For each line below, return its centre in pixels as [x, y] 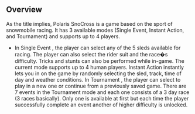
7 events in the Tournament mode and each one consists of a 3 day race [102, 92]
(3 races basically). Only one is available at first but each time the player [102, 98]
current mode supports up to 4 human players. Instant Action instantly [99, 67]
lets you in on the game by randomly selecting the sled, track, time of [98, 73]
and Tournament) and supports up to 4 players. [63, 36]
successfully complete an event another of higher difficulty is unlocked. [101, 105]
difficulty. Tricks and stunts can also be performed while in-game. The [99, 61]
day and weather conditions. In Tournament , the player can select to [97, 79]
